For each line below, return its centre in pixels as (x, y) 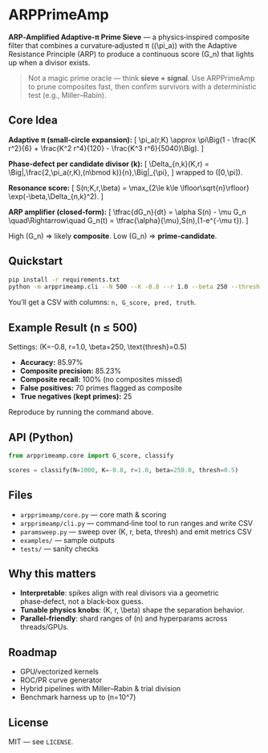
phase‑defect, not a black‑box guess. (81, 601)
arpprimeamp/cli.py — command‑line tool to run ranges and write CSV (136, 523)
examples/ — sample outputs (67, 540)
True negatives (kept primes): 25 (76, 397)
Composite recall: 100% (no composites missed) (101, 379)
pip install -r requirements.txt (64, 279)
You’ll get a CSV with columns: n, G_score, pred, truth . (102, 302)
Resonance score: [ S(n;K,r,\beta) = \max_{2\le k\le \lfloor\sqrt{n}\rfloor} (129, 188)
